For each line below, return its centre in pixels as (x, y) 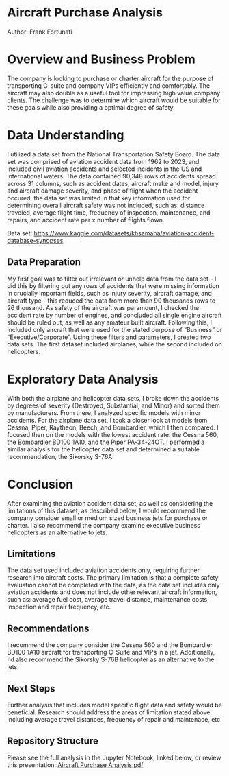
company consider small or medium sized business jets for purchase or (108, 518)
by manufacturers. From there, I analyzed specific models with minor (104, 412)
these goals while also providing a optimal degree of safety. (91, 107)
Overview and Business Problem (102, 59)
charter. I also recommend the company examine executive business (104, 525)
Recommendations (48, 628)
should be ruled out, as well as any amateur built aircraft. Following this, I (110, 322)
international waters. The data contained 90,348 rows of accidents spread (112, 176)
